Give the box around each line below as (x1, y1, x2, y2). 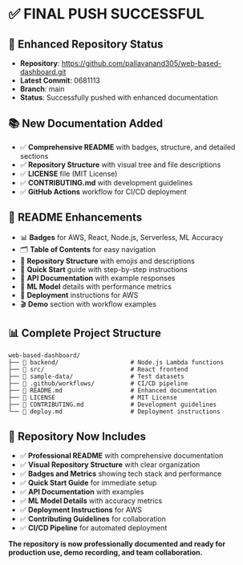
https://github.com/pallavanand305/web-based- (61, 59, 222, 68)
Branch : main (19, 84, 66, 93)
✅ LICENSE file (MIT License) (19, 169, 118, 178)
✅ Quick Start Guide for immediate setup (19, 478, 157, 488)
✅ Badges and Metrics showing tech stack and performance (19, 469, 222, 478)
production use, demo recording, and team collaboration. (8, 547, 203, 558)
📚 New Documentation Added (8, 117, 164, 131)
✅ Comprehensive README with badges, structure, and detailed (19, 142, 236, 152)
